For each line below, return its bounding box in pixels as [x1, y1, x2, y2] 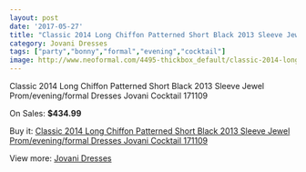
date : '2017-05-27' [9, 22, 84, 31]
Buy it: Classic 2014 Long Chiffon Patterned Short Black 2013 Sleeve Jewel [9, 126, 291, 137]
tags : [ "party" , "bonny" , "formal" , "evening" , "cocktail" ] [9, 47, 226, 56]
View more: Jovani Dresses [9, 153, 112, 164]
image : [9, 56, 35, 65]
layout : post [9, 13, 59, 23]
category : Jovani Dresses [9, 38, 107, 48]
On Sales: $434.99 [9, 108, 82, 118]
